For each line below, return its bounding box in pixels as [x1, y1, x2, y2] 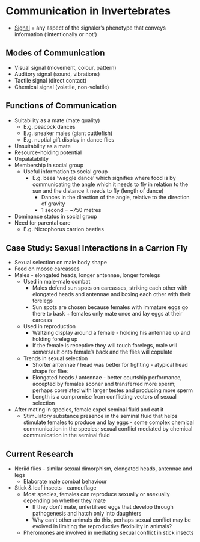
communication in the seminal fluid [23, 432, 111, 439]
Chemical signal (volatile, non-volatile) [14, 83, 109, 90]
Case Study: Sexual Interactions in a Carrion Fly [5, 243, 188, 253]
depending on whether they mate [23, 497, 106, 504]
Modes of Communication [5, 48, 105, 58]
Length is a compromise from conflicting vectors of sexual [32, 393, 177, 400]
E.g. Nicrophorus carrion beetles [23, 225, 105, 232]
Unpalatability [14, 155, 49, 162]
